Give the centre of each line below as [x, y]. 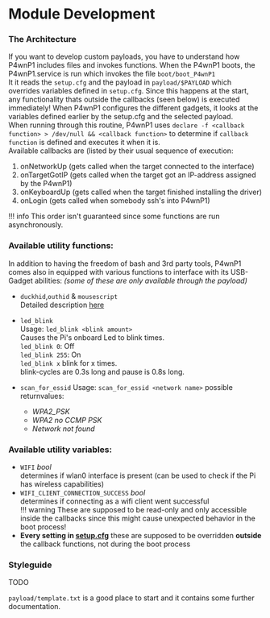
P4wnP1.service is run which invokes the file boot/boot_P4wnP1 [112, 74]
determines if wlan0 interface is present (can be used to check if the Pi [138, 475]
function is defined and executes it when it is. [85, 143]
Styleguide [30, 565]
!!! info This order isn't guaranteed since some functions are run [114, 216]
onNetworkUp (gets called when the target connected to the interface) [137, 167]
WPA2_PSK [51, 411]
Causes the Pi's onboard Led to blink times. [92, 337]
